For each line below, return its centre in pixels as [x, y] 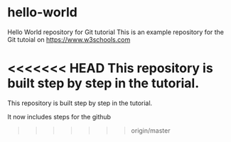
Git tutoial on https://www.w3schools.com [69, 39]
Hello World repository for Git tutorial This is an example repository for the [116, 32]
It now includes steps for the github [59, 116]
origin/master [151, 130]
